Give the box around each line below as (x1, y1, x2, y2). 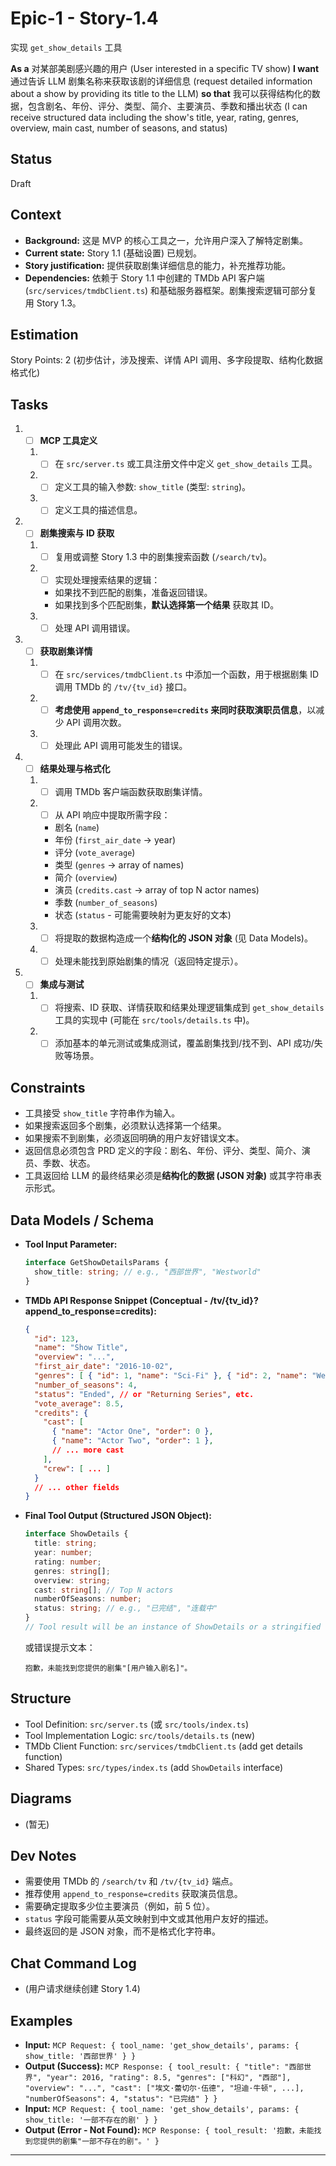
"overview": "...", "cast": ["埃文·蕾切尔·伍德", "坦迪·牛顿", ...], (24, 2083, 305, 2093)
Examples (10, 2012, 73, 2029)
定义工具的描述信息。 (54, 504, 143, 516)
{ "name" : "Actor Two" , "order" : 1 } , (51, 1436, 214, 1446)
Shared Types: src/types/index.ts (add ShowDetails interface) (24, 1761, 284, 1773)
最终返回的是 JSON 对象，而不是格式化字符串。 (24, 1925, 221, 1937)
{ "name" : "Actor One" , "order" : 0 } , (51, 1427, 214, 1437)
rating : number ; (34, 1557, 102, 1567)
